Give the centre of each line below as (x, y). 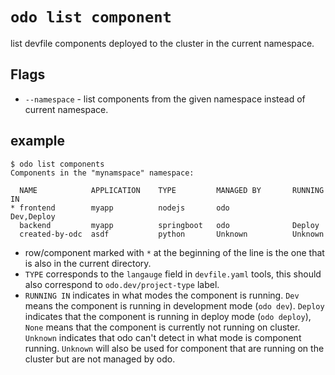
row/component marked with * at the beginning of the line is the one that (174, 252)
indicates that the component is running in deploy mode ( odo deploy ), (168, 316)
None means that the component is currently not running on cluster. (162, 327)
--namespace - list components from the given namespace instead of (165, 99)
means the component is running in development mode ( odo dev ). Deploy (174, 305)
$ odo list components (57, 164)
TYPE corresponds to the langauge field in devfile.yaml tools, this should (173, 274)
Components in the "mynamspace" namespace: (102, 173)
